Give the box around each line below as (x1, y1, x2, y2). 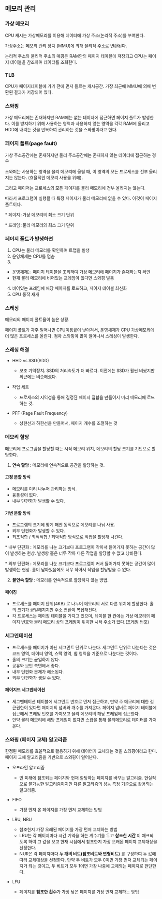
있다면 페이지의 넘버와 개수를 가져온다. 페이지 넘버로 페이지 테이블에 (29, 705, 157, 710)
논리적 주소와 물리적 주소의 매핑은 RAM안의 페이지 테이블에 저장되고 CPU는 (5, 53, 147, 59)
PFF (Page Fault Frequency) (12, 410, 68, 416)
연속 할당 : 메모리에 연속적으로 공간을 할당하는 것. (12, 462, 105, 468)
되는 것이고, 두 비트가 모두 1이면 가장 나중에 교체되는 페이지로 (28, 863, 144, 869)
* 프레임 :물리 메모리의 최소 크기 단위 (5, 222, 74, 228)
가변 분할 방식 (5, 510, 30, 516)
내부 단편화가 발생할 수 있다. (12, 498, 65, 504)
